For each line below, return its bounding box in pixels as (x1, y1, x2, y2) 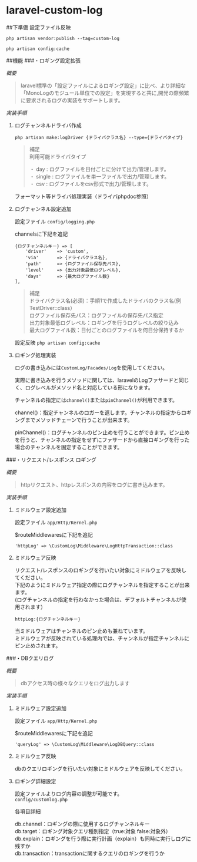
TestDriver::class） (29, 304, 75, 311)
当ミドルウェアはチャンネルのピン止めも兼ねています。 (14, 627, 148, 634)
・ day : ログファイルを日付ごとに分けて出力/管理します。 (29, 166, 169, 173)
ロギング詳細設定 (14, 777, 56, 784)
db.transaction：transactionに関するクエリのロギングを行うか (14, 850, 165, 857)
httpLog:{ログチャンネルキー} (14, 616, 81, 622)
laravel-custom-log (6, 4, 103, 17)
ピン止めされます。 (14, 642, 61, 649)
